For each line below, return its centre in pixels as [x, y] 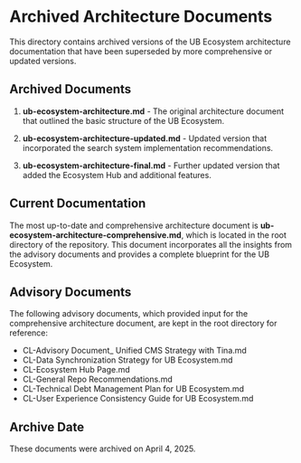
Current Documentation [78, 204]
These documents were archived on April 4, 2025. [103, 449]
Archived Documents [71, 89]
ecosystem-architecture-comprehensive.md [96, 235]
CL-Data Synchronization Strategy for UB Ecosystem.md [127, 360]
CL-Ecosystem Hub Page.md [76, 370]
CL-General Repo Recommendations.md [98, 379]
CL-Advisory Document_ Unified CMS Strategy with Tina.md [134, 351]
